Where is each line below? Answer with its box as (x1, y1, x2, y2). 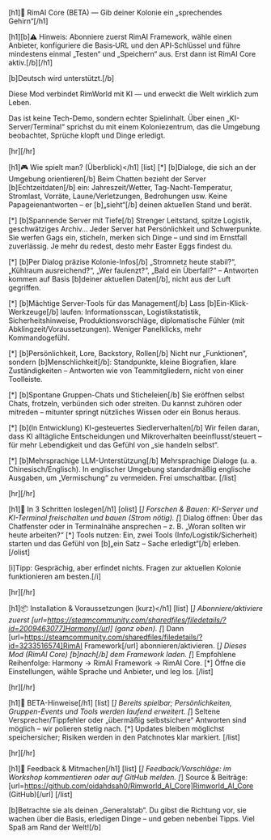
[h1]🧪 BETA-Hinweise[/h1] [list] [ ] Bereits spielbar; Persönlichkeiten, (8, 698, 232, 707)
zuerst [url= (8, 615, 48, 625)
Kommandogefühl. (8, 333, 70, 342)
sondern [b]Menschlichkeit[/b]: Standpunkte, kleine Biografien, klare (8, 357, 237, 367)
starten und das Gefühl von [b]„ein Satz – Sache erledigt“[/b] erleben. (8, 539, 241, 548)
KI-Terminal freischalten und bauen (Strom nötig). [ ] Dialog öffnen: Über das (8, 513, 263, 522)
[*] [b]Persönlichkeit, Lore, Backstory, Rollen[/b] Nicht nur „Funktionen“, (8, 349, 248, 358)
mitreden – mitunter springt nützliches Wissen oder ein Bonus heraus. (8, 407, 241, 417)
